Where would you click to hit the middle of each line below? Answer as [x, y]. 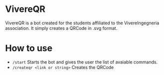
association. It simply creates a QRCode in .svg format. [61, 28]
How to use [29, 48]
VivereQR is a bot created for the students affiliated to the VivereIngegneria [82, 23]
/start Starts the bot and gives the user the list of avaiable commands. [85, 62]
